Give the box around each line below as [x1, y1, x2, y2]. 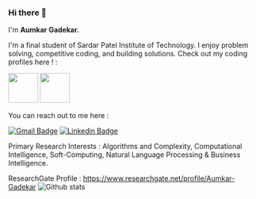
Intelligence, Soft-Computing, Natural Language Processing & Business [8, 150, 241, 159]
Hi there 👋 [8, 7, 48, 18]
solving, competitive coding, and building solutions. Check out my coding [8, 49, 248, 59]
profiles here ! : [8, 57, 58, 67]
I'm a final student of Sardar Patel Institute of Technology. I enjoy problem [8, 40, 249, 50]
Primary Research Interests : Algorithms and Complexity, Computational [8, 142, 243, 151]
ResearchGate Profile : [8, 174, 82, 183]
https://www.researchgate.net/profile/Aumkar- [82, 174, 235, 183]
